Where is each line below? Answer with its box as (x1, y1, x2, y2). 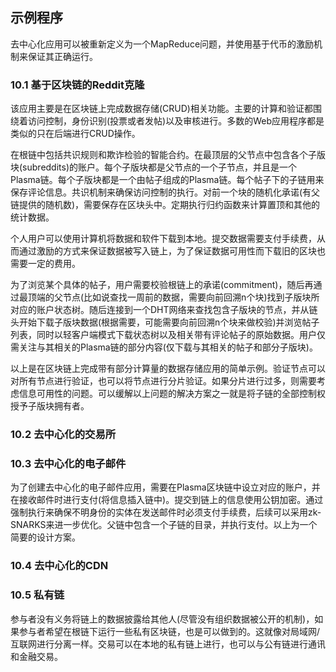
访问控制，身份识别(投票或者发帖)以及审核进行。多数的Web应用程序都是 (27, 115, 325, 127)
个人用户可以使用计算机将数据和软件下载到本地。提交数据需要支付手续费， (10, 233, 317, 245)
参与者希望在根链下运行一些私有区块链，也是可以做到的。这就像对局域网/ (18, 625, 321, 637)
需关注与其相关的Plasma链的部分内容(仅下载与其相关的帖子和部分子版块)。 (10, 341, 318, 353)
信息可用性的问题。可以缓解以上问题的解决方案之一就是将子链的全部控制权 (18, 388, 326, 400)
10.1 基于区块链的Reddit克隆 (10, 78, 145, 92)
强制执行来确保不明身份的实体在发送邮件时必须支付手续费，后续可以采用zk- (10, 506, 322, 518)
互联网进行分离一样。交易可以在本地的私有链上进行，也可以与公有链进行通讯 (10, 638, 326, 650)
